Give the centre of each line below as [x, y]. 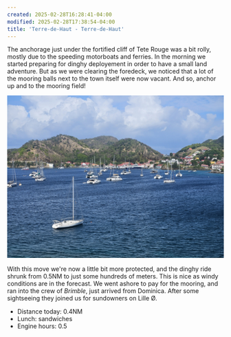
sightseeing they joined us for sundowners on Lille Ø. [82, 298]
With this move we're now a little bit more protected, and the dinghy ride [109, 269]
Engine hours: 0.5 [42, 326]
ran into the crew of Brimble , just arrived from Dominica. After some [103, 291]
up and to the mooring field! [46, 86]
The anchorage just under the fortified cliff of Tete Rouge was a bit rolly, [109, 50]
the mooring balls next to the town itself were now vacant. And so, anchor [112, 78]
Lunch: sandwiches [45, 319]
